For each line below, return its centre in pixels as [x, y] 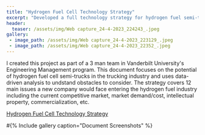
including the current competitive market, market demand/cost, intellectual [100, 95]
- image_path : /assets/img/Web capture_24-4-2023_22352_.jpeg [90, 46]
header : [16, 23]
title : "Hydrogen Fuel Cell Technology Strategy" [71, 12]
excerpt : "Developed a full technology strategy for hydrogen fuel [94, 18]
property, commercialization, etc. [48, 102]
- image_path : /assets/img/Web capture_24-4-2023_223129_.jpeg [91, 40]
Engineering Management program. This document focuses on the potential [102, 69]
